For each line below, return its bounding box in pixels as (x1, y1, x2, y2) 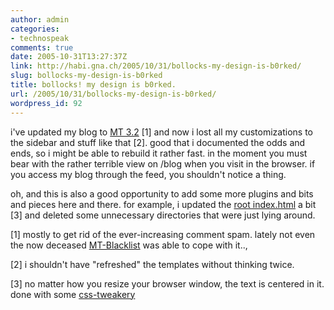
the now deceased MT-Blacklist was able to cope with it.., (10, 239, 248, 251)
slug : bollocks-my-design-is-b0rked (10, 71, 163, 81)
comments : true (10, 42, 74, 53)
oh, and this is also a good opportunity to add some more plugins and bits (10, 187, 314, 200)
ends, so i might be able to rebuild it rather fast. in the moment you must (10, 147, 308, 159)
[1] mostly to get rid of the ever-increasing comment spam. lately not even (10, 228, 316, 240)
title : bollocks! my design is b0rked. (10, 80, 177, 90)
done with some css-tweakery (10, 288, 136, 300)
